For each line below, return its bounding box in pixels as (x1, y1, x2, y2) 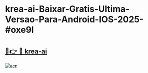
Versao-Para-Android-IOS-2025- (5, 14, 144, 25)
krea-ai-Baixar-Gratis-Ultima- (5, 3, 130, 15)
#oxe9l (5, 24, 34, 35)
